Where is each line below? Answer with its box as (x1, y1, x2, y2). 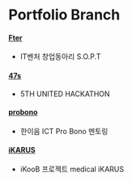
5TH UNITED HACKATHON (19, 89, 111, 99)
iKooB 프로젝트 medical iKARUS (19, 164, 124, 174)
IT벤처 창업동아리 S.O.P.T (19, 52, 101, 61)
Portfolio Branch (8, 6, 121, 24)
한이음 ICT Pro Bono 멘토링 (19, 126, 109, 136)
